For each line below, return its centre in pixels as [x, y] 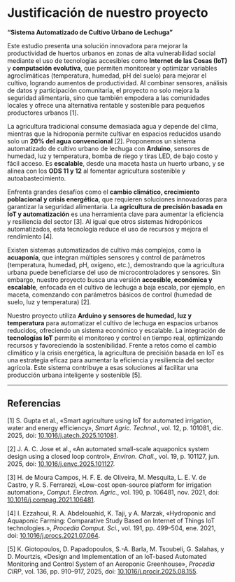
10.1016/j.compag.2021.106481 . [51, 499]
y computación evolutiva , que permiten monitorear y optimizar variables [112, 68]
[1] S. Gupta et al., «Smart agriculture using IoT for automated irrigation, [110, 420]
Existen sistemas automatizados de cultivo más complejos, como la [104, 250]
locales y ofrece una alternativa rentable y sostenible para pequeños [106, 105]
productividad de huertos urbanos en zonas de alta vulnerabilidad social [111, 53]
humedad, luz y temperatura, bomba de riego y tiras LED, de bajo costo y [113, 156]
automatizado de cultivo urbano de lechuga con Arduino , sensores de [108, 148]
